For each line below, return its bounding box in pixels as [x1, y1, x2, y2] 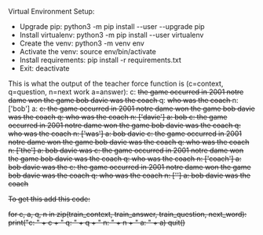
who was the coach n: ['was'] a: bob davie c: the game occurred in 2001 [8, 129, 242, 138]
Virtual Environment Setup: [8, 7, 95, 16]
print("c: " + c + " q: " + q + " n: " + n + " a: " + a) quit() [8, 218, 186, 227]
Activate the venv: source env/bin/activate [19, 47, 157, 56]
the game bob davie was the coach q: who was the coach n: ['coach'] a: [8, 154, 242, 163]
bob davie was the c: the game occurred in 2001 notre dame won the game [8, 163, 251, 171]
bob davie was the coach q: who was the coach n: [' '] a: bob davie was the [8, 171, 251, 180]
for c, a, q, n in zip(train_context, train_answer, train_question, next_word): [8, 210, 247, 218]
